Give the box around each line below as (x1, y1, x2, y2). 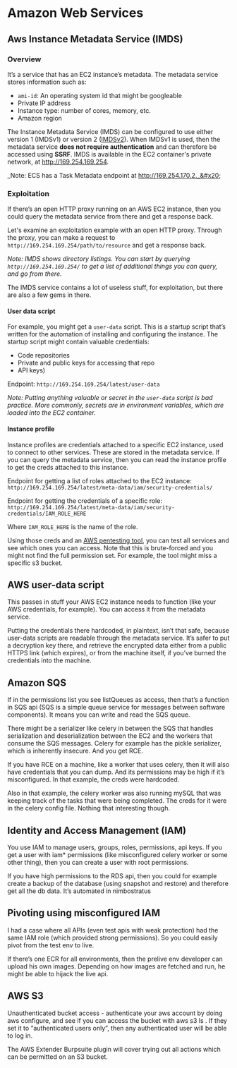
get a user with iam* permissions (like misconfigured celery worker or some (7, 851, 228, 859)
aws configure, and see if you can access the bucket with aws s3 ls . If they (7, 1016, 228, 1024)
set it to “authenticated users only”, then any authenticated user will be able (7, 1024, 227, 1032)
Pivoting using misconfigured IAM (7, 907, 161, 919)
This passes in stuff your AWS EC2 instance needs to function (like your (7, 597, 217, 606)
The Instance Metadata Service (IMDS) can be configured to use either (7, 127, 214, 135)
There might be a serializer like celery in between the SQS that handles (7, 724, 214, 733)
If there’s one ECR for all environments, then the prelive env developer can (7, 954, 224, 963)
